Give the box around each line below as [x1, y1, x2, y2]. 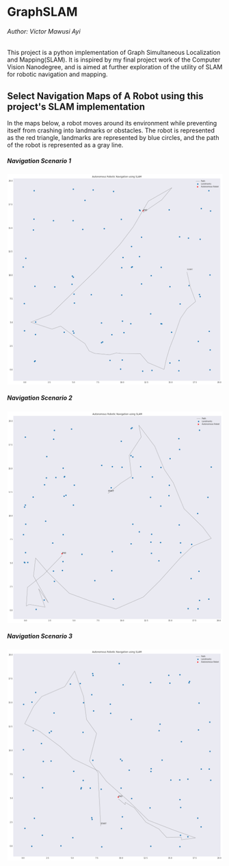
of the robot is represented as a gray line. [7, 141, 124, 149]
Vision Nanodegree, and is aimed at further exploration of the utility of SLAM [7, 63, 223, 71]
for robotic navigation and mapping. [7, 70, 108, 79]
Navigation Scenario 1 [7, 156, 72, 165]
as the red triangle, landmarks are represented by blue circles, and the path [7, 134, 219, 142]
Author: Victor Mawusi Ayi [7, 27, 81, 35]
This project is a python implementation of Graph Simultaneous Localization [7, 49, 221, 57]
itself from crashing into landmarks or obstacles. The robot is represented [7, 126, 215, 134]
